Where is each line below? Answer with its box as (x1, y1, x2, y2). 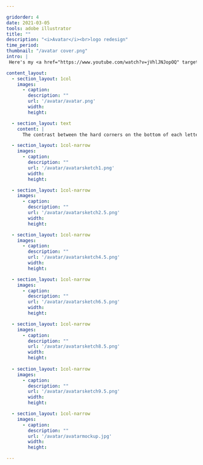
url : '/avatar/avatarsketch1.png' (28, 164, 115, 171)
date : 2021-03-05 (6, 19, 50, 26)
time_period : (6, 42, 39, 48)
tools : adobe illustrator (6, 25, 71, 31)
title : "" (6, 31, 31, 37)
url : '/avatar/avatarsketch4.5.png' (28, 255, 120, 261)
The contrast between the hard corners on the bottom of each (22, 131, 182, 138)
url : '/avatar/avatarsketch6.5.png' (28, 299, 120, 305)
